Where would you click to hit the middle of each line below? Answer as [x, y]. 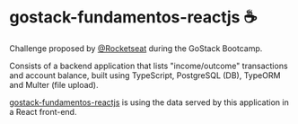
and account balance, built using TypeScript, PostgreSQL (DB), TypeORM [145, 75]
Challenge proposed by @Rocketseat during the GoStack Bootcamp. [136, 48]
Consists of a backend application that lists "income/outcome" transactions [149, 66]
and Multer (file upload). [54, 84]
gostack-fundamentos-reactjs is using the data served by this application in [149, 102]
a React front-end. [43, 111]
